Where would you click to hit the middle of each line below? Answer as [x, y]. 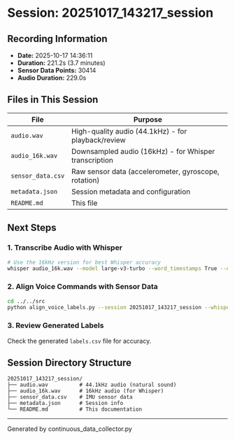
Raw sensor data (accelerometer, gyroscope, [145, 171]
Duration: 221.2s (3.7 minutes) [62, 63]
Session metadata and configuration [131, 192]
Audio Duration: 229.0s [52, 78]
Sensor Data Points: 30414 [57, 70]
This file [84, 203]
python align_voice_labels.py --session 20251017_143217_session [104, 308]
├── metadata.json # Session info [65, 404]
